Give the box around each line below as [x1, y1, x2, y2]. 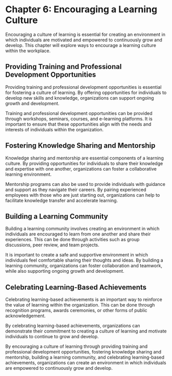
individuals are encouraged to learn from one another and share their [5, 231, 151, 237]
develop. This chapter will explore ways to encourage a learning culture [5, 42, 156, 48]
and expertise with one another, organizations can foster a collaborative [5, 166, 157, 172]
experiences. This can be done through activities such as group [5, 237, 140, 243]
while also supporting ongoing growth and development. [5, 268, 124, 274]
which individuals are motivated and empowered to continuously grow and [5, 37, 163, 43]
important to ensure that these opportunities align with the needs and [5, 121, 152, 127]
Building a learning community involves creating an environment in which [5, 226, 160, 232]
